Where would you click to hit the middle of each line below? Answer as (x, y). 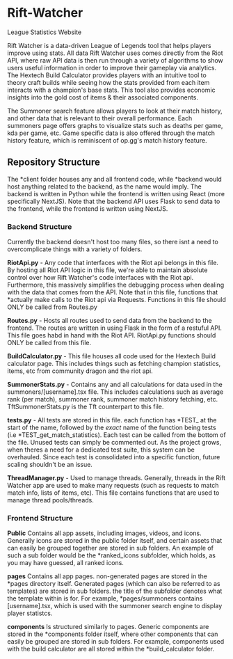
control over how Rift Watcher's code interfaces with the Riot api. (101, 278)
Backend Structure (40, 226)
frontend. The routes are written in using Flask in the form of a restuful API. (115, 328)
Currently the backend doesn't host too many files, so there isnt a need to (113, 242)
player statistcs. (30, 613)
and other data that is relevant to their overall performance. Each (100, 118)
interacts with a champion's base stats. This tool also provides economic (111, 90)
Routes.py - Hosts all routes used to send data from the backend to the (110, 321)
